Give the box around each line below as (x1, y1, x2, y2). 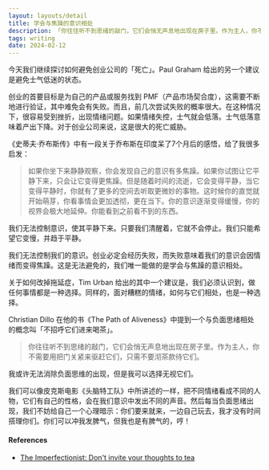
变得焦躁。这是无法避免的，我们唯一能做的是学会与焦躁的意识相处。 (22, 260, 247, 270)
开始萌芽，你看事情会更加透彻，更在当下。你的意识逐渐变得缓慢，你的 (27, 196, 260, 206)
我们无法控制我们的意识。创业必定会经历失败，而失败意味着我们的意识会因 (8, 251, 254, 260)
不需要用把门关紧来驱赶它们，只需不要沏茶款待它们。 (27, 352, 204, 362)
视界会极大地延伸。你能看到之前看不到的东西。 (27, 206, 183, 216)
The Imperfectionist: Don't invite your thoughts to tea (19, 453, 195, 463)
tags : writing (8, 34, 56, 43)
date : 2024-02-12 (8, 42, 66, 50)
